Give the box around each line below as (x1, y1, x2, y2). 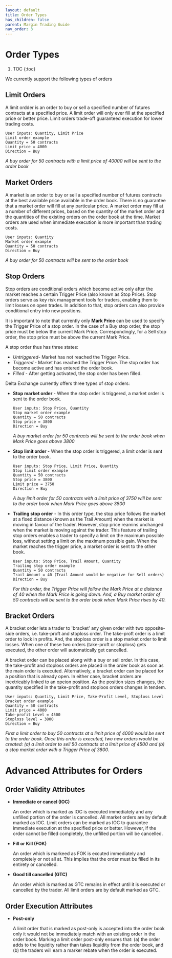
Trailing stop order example (12, 563, 75, 569)
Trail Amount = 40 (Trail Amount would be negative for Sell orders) (12, 572, 165, 577)
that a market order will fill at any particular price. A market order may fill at (5, 203, 164, 209)
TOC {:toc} (12, 66, 36, 72)
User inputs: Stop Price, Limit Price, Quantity (12, 464, 119, 469)
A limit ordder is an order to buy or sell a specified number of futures (5, 104, 150, 111)
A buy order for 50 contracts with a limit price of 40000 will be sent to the (5, 157, 161, 164)
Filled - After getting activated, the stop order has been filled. (12, 370, 142, 376)
